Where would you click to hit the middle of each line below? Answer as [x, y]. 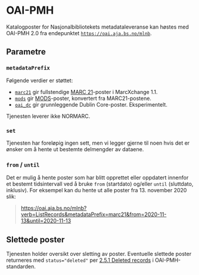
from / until [23, 164]
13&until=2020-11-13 [46, 221]
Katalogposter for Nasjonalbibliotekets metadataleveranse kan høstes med [97, 27]
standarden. [21, 267]
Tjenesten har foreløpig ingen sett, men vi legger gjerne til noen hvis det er [98, 143]
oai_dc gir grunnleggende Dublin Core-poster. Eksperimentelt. [91, 104]
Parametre [26, 52]
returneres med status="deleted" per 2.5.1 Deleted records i [80, 260]
